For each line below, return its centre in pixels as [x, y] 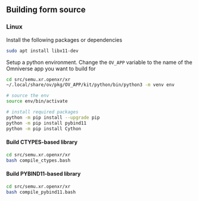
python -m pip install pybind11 [46, 123]
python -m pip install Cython [44, 129]
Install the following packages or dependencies [64, 40]
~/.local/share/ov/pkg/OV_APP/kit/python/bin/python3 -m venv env [90, 85]
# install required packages [42, 112]
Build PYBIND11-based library [44, 174]
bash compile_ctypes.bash [38, 160]
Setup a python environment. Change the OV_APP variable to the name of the [99, 62]
